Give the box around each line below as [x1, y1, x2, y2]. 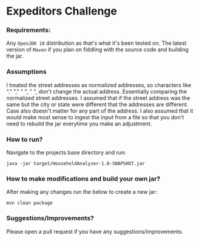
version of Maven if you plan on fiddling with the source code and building [6, 46, 189, 53]
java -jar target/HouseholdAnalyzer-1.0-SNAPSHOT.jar [6, 160, 146, 167]
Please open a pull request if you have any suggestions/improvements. [6, 228, 184, 235]
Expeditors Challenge [6, 4, 117, 18]
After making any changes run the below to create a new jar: [6, 188, 158, 196]
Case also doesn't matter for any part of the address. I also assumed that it [6, 107, 194, 114]
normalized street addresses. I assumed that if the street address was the [6, 94, 191, 101]
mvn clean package [6, 200, 53, 206]
